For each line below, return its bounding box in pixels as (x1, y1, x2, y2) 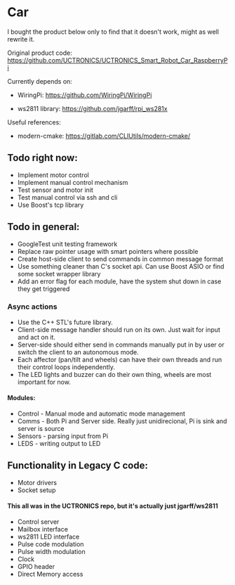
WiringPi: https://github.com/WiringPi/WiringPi (17, 91, 152, 99)
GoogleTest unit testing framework (17, 240, 118, 248)
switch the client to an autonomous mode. (17, 347, 139, 356)
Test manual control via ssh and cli (17, 193, 118, 201)
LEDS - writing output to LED (17, 439, 101, 448)
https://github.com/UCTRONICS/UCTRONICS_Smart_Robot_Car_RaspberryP (7, 56, 228, 64)
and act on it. (17, 333, 56, 341)
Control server (17, 517, 60, 526)
